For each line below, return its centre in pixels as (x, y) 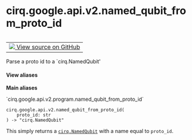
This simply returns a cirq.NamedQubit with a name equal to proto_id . (90, 131)
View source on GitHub (48, 47)
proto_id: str (34, 115)
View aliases (22, 75)
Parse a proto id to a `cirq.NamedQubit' (53, 61)
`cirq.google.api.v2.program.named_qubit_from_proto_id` (75, 99)
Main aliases (22, 88)
